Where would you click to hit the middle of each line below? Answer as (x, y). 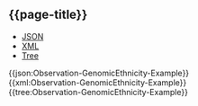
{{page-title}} (48, 15)
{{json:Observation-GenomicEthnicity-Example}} (99, 73)
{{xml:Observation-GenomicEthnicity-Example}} (98, 82)
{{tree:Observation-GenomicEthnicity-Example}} (98, 92)
